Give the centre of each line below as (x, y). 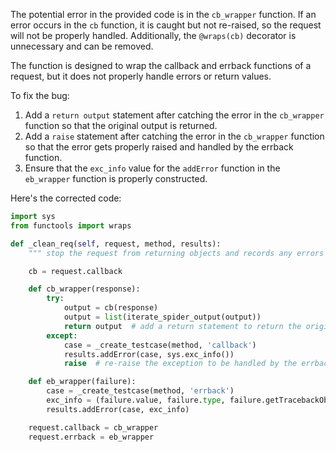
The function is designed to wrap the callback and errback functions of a (161, 65)
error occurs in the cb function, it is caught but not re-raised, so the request (166, 25)
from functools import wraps (71, 225)
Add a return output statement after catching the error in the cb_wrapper (174, 115)
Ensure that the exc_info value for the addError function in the (152, 168)
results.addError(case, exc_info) (118, 409)
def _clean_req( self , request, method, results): (116, 244)
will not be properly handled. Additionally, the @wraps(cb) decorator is (153, 35)
